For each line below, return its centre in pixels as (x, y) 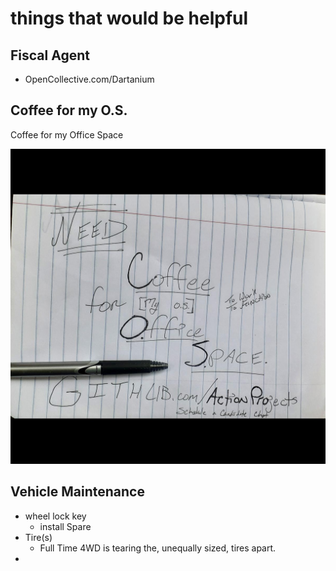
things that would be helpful (129, 18)
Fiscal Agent (50, 55)
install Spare (65, 526)
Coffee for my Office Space (67, 134)
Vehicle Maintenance (77, 492)
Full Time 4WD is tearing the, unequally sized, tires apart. (158, 548)
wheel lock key (55, 516)
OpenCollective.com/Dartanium (89, 79)
